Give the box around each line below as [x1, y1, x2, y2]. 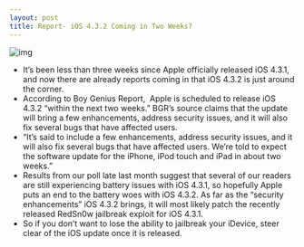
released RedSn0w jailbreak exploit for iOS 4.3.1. [22, 208, 204, 219]
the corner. [22, 83, 64, 94]
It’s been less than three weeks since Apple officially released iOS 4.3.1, [22, 64, 290, 75]
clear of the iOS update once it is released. [22, 227, 183, 238]
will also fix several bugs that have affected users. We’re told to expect [22, 141, 288, 152]
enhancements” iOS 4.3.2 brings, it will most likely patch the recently [22, 198, 280, 209]
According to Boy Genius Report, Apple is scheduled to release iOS [22, 92, 277, 104]
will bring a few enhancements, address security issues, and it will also [22, 112, 289, 123]
